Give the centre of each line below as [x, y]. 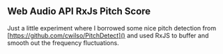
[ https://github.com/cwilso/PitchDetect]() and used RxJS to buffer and [108, 35]
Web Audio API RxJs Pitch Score [79, 11]
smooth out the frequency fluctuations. [63, 43]
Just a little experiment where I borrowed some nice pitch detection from [112, 28]
